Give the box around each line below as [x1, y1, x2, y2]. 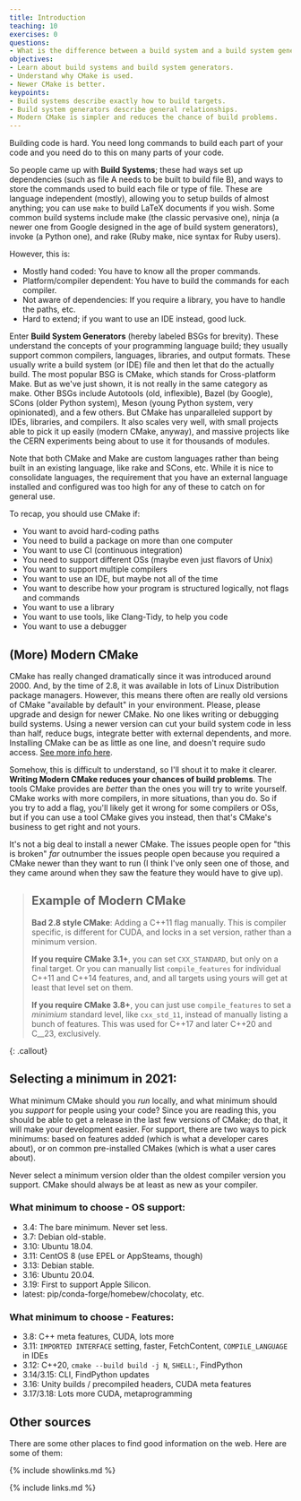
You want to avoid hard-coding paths [21, 526, 159, 537]
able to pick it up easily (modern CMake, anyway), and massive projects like [9, 427, 289, 437]
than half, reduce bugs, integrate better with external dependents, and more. [9, 728, 292, 738]
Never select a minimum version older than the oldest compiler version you [9, 1169, 287, 1180]
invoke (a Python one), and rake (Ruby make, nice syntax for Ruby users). [9, 231, 281, 242]
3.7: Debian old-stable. [21, 1231, 107, 1242]
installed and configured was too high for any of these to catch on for [9, 481, 266, 493]
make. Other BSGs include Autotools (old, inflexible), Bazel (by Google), [9, 388, 273, 399]
